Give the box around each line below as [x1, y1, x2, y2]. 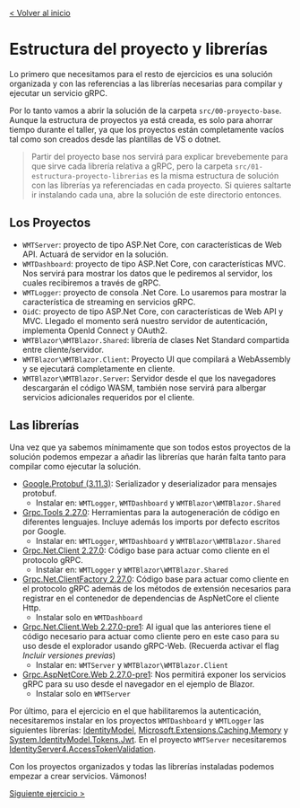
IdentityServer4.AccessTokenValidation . [9, 743, 157, 754]
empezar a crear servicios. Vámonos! [9, 770, 147, 781]
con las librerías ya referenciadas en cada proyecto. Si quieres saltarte [30, 180, 292, 190]
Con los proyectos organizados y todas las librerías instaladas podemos [9, 760, 275, 771]
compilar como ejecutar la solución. [9, 461, 141, 471]
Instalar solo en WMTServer [35, 688, 132, 698]
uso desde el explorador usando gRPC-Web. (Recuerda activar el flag [21, 640, 279, 651]
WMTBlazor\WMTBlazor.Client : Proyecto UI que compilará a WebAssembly [21, 354, 291, 364]
